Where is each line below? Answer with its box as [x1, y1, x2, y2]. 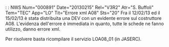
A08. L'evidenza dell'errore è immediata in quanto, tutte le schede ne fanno [5, 20, 164, 27]
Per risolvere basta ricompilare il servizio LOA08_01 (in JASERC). [5, 36, 142, 42]
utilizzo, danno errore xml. [5, 26, 60, 32]
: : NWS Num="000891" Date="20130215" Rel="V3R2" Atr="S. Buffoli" [5, 5, 154, 10]
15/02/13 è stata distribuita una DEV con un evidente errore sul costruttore [5, 15, 162, 21]
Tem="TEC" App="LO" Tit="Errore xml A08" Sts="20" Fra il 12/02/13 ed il [5, 10, 160, 16]
